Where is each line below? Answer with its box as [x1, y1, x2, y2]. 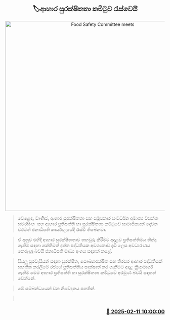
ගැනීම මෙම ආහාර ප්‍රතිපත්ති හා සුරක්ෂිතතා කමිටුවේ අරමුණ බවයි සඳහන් [17, 269, 156, 275]
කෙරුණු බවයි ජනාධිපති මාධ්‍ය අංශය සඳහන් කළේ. [17, 248, 113, 254]
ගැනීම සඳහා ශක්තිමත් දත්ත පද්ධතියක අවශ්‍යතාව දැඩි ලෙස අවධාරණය [17, 242, 150, 248]
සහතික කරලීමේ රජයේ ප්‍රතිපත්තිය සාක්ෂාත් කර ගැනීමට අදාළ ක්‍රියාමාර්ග [17, 263, 153, 270]
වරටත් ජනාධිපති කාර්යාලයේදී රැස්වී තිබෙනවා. [17, 226, 107, 232]
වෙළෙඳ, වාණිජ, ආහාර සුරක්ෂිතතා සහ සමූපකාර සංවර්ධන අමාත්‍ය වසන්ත [17, 215, 158, 221]
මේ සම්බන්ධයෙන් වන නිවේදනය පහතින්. [17, 285, 96, 291]
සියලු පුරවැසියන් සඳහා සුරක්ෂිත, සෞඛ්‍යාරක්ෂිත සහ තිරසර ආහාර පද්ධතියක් [17, 258, 163, 264]
